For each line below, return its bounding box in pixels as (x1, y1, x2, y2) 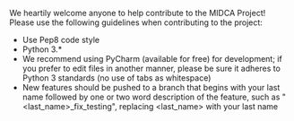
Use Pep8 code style (22, 35, 100, 45)
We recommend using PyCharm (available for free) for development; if (22, 54, 282, 64)
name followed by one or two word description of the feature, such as (22, 91, 281, 102)
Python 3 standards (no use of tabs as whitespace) (22, 73, 212, 83)
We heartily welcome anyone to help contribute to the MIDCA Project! (9, 8, 266, 18)
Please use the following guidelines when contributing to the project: (9, 17, 263, 28)
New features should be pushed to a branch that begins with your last (22, 82, 281, 92)
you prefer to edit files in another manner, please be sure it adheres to (22, 63, 281, 73)
